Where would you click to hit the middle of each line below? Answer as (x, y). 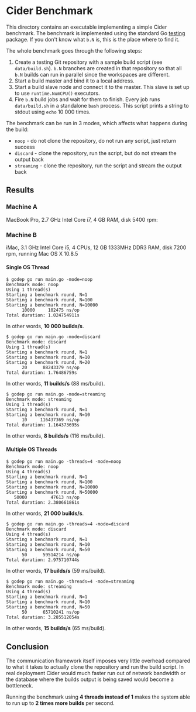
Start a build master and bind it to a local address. (74, 81)
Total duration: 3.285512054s (43, 618)
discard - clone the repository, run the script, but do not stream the (95, 153)
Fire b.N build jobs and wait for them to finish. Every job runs (87, 99)
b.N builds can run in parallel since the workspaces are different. (92, 74)
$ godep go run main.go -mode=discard (53, 337)
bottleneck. (20, 686)
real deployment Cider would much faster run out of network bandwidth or (96, 673)
